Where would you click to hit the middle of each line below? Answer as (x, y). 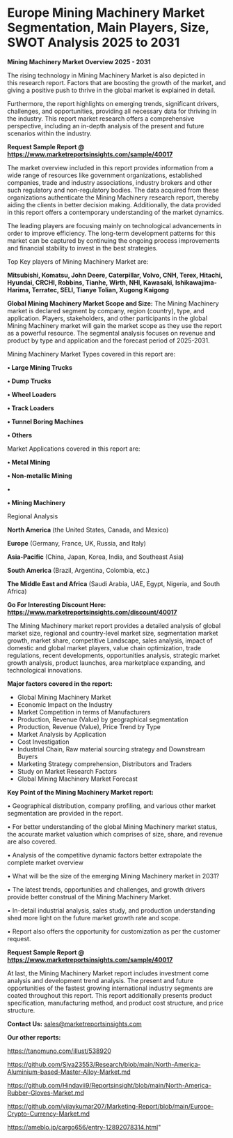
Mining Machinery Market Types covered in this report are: (91, 354)
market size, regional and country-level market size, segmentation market (113, 633)
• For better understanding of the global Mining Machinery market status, (112, 826)
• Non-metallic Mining (40, 475)
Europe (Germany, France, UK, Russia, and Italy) (77, 543)
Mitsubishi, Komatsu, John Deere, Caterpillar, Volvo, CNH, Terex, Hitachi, (115, 275)
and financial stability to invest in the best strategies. (82, 248)
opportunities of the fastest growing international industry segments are (110, 988)
